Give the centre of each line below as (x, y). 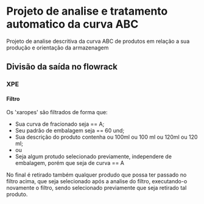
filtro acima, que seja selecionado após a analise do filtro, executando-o (97, 181)
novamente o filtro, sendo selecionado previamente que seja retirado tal (97, 188)
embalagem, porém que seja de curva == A (70, 163)
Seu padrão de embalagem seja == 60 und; (70, 131)
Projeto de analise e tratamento (87, 11)
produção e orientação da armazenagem (58, 48)
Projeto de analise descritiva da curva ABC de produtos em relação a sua (98, 41)
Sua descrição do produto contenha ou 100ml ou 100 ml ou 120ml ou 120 (106, 137)
